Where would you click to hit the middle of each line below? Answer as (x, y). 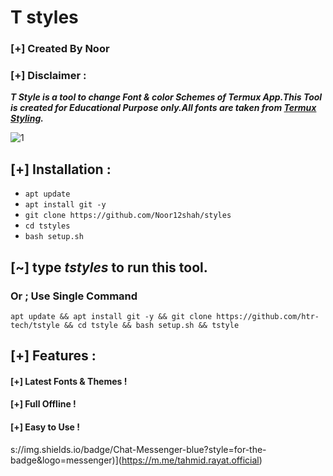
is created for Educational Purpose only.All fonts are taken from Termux (163, 108)
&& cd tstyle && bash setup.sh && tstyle (151, 325)
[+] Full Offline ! (43, 404)
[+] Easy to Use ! (45, 427)
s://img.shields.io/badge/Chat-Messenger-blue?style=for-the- (138, 449)
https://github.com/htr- (268, 316)
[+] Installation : (61, 169)
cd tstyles (47, 226)
